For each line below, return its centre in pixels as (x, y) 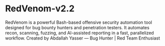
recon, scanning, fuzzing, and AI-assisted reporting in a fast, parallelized (80, 33)
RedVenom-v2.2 (40, 9)
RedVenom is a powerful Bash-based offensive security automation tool (79, 22)
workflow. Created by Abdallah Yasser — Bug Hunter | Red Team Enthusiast (83, 38)
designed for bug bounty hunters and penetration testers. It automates (77, 27)
